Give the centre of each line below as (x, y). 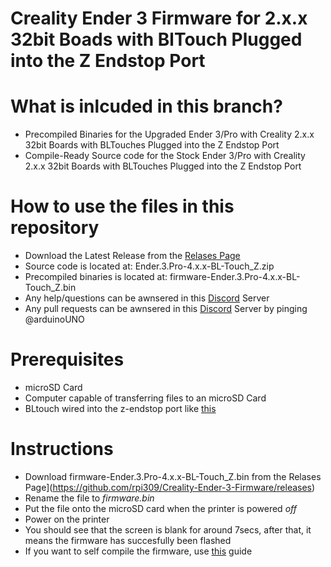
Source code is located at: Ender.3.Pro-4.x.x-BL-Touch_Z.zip (149, 266)
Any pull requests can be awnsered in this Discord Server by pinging (166, 309)
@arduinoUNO (54, 319)
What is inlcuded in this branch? (146, 106)
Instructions (62, 449)
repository (55, 228)
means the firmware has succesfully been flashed (128, 540)
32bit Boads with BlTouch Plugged (156, 39)
